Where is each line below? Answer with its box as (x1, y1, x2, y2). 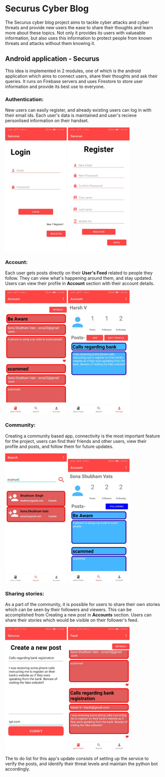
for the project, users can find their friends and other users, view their (5, 438, 147, 444)
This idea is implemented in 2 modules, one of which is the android (5, 68, 141, 74)
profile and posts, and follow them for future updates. (5, 443, 114, 449)
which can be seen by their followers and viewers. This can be (5, 606, 132, 612)
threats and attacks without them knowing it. (5, 40, 96, 46)
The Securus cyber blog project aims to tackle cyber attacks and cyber (5, 19, 149, 25)
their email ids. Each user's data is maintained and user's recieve (5, 112, 137, 119)
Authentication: (5, 96, 44, 103)
